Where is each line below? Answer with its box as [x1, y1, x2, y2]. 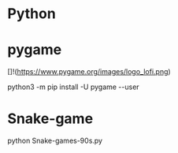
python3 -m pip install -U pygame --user [7, 82, 139, 91]
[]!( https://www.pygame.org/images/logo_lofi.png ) [7, 67, 171, 76]
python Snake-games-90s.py [7, 136, 103, 146]
